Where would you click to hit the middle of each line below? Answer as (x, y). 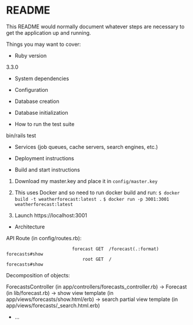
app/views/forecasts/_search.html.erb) (53, 305)
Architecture (30, 227)
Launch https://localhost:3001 (51, 215)
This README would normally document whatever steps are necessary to (95, 26)
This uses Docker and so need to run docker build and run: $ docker (97, 193)
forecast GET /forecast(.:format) (115, 249)
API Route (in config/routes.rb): (44, 238)
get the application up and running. (49, 32)
